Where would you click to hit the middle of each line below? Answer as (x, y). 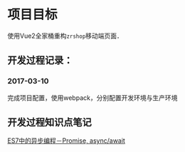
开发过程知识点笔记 (49, 122)
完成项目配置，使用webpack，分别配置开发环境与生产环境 (92, 98)
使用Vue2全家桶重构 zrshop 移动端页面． (65, 36)
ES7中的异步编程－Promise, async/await (67, 141)
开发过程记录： (40, 60)
